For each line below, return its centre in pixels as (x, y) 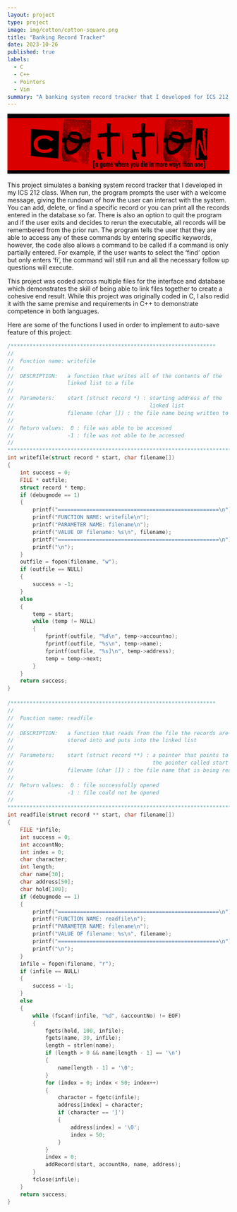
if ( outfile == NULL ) (51, 569)
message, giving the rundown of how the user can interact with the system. (117, 200)
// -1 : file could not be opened (83, 793)
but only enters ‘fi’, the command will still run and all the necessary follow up (118, 260)
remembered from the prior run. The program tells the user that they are (112, 230)
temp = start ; (53, 614)
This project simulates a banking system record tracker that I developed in (115, 185)
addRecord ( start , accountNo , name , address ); (113, 1165)
